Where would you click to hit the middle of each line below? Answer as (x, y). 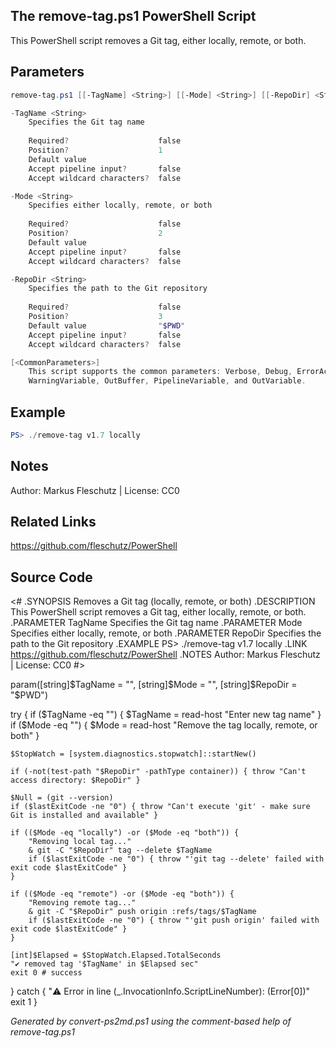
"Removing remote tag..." (82, 903)
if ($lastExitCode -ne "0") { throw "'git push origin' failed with (174, 920)
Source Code (51, 577)
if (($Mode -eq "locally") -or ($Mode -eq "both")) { (125, 833)
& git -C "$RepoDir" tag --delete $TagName (120, 850)
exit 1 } (24, 1002)
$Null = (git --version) (62, 798)
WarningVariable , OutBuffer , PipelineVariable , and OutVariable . (167, 381)
